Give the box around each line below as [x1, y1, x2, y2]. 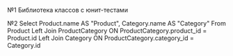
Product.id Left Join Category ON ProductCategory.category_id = [7, 34, 195, 42]
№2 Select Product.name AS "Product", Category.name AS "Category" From [7, 19, 226, 27]
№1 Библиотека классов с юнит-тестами [7, 6, 129, 14]
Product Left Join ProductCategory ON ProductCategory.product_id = [7, 27, 207, 35]
